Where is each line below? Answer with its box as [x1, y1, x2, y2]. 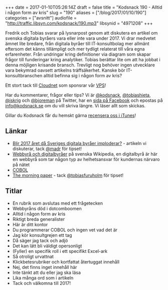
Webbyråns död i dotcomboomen [12, 205, 82, 211]
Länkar [5, 127, 28, 135]
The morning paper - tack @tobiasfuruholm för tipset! [12, 172, 124, 178]
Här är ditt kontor [12, 221, 48, 227]
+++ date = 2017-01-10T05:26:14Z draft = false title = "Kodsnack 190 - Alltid [5, 5, 162, 10]
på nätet [12, 162, 30, 168]
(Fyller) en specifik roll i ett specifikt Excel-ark [12, 248, 108, 254]
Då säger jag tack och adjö [12, 237, 68, 243]
